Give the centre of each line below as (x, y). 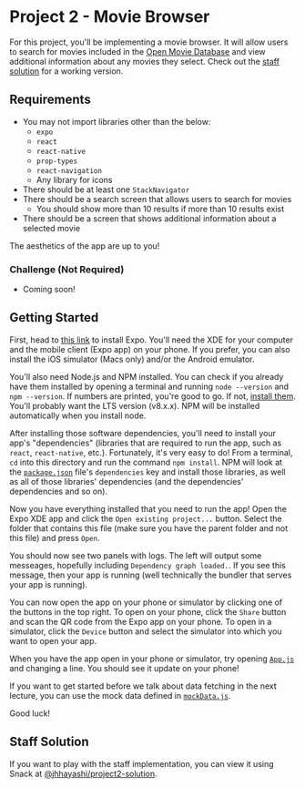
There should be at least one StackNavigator (106, 189)
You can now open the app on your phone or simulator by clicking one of (146, 602)
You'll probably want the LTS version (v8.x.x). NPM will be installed (135, 405)
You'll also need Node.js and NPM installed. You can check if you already (147, 376)
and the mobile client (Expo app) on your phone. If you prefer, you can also (150, 349)
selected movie (51, 228)
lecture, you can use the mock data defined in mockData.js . (120, 695)
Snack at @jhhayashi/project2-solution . (83, 773)
